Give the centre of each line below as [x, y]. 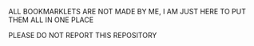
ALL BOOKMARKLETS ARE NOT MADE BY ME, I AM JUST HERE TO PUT [127, 11]
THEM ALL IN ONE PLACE [51, 20]
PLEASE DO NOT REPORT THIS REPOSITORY [83, 35]
